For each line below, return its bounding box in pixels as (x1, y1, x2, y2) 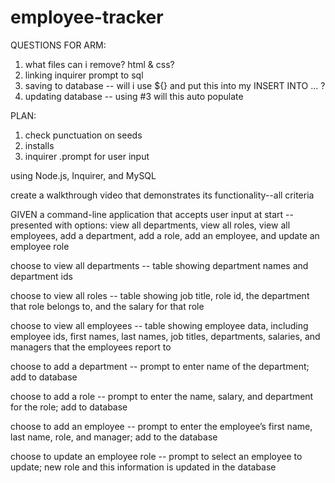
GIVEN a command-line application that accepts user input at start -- (10, 208, 294, 220)
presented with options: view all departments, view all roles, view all (10, 219, 291, 231)
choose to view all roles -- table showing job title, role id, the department (10, 289, 310, 301)
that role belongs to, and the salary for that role (10, 300, 205, 312)
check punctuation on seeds (24, 129, 143, 141)
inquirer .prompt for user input (24, 150, 150, 162)
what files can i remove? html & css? (24, 58, 175, 70)
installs (24, 139, 55, 151)
